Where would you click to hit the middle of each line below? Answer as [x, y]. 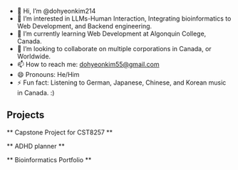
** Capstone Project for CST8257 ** [60, 132]
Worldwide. [34, 56]
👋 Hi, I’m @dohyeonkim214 [56, 11]
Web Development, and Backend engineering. [84, 26]
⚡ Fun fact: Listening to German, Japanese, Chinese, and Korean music [121, 83]
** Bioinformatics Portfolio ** [49, 159]
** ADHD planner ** [36, 146]
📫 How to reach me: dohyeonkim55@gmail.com [88, 64]
